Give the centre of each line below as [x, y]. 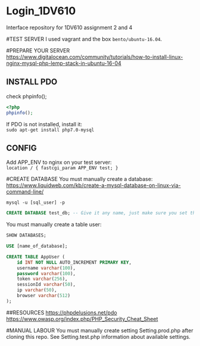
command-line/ [25, 192]
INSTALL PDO [32, 82]
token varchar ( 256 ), [42, 279]
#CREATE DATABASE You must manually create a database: [79, 179]
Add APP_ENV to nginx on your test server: [59, 163]
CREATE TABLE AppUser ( [36, 257]
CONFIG [21, 148]
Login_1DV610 [41, 11]
